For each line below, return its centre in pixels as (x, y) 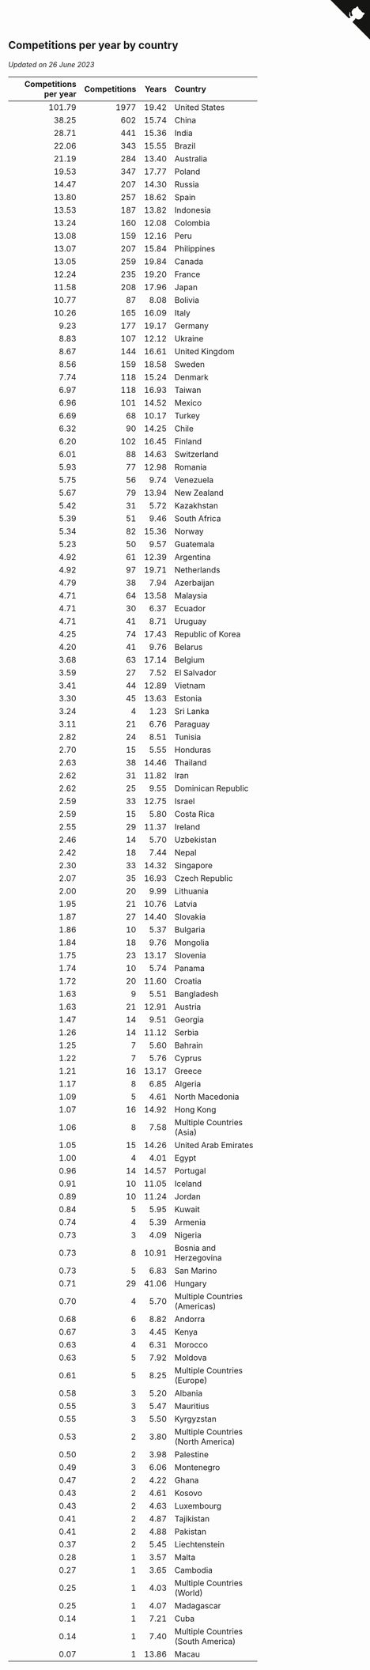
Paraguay (192, 724)
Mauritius (192, 1406)
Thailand (191, 762)
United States (200, 107)
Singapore (194, 865)
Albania (189, 1393)
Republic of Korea (208, 634)
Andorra (190, 1319)
